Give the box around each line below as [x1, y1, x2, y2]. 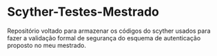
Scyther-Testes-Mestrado [7, 4, 160, 20]
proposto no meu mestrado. [7, 41, 86, 49]
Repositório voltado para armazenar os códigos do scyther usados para [7, 27, 211, 35]
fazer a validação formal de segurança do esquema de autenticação [7, 33, 201, 42]
